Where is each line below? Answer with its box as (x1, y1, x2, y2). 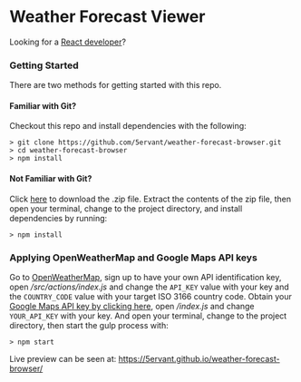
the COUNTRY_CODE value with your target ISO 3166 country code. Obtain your (9, 290, 293, 301)
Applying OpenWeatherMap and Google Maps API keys (9, 251, 258, 264)
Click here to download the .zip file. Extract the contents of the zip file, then (9, 193, 292, 204)
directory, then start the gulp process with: (9, 319, 170, 330)
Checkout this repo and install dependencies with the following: (9, 121, 247, 132)
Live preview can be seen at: (9, 353, 117, 364)
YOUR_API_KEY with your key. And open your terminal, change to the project (9, 310, 287, 321)
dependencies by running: (9, 212, 108, 223)
